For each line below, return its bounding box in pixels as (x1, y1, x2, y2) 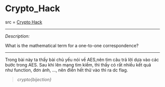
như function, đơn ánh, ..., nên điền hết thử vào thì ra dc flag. (5, 67, 128, 73)
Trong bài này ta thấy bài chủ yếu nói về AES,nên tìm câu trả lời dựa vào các (5, 57, 159, 63)
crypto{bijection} (17, 76, 52, 82)
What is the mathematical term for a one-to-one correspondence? (5, 43, 139, 48)
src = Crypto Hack (5, 19, 43, 25)
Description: (5, 33, 30, 39)
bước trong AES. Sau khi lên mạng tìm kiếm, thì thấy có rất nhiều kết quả (5, 62, 151, 67)
